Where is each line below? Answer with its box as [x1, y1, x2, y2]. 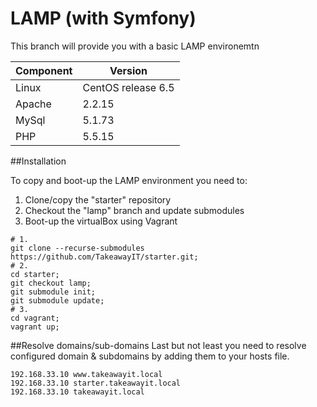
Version [109, 63, 148, 77]
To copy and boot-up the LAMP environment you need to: [10, 174, 248, 186]
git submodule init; [10, 287, 97, 297]
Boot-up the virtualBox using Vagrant [24, 215, 178, 227]
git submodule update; [10, 295, 105, 306]
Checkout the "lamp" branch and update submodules [24, 204, 245, 216]
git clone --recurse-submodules [10, 243, 145, 253]
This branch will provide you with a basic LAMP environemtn [10, 40, 260, 52]
